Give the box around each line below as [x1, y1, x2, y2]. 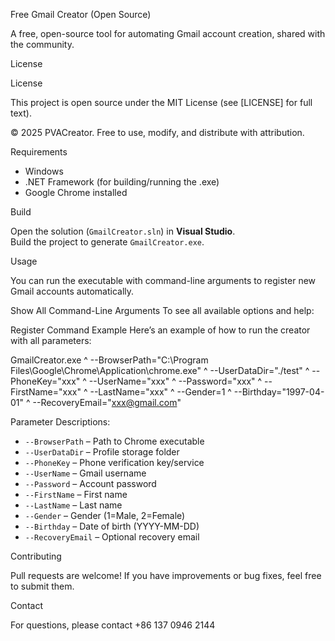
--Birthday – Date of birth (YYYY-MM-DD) [24, 520, 200, 532]
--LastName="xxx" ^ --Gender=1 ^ [89, 386, 232, 398]
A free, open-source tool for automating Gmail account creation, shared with [10, 28, 326, 39]
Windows [24, 165, 64, 177]
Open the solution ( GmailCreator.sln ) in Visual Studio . [10, 225, 236, 237]
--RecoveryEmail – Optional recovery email [24, 531, 200, 543]
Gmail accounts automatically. [10, 285, 135, 297]
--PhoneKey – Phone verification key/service [24, 457, 205, 468]
